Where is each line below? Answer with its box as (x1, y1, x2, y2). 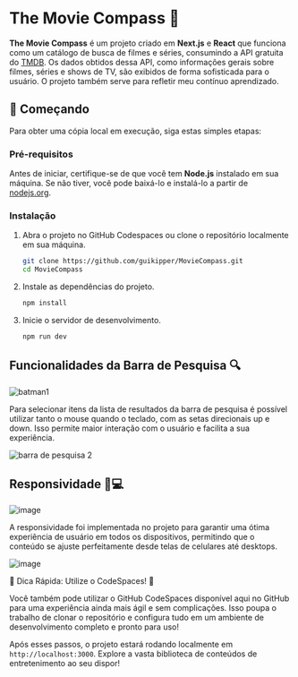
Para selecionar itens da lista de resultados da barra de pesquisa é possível (9, 403, 288, 415)
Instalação (9, 210, 56, 222)
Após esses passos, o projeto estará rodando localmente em (9, 639, 234, 650)
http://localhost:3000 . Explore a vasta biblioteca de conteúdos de (9, 648, 258, 659)
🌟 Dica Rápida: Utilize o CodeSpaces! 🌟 (9, 576, 155, 587)
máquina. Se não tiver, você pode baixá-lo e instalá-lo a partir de (9, 178, 249, 189)
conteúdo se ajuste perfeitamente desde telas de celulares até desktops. (9, 541, 278, 552)
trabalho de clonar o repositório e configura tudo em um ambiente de (9, 613, 264, 623)
